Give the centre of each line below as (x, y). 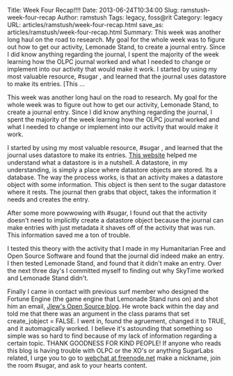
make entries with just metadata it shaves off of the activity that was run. (111, 228)
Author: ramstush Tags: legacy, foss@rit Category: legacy (140, 17)
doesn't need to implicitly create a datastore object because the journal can (115, 220)
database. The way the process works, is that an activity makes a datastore (115, 177)
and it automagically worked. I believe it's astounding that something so (110, 328)
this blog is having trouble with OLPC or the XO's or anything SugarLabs (111, 351)
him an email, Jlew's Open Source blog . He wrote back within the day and (113, 306)
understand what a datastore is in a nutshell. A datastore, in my (97, 162)
